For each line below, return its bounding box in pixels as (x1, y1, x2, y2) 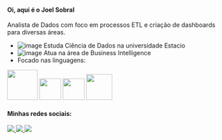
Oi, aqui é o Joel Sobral (7, 6, 75, 14)
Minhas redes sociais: (7, 109, 72, 117)
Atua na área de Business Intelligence (44, 49, 151, 57)
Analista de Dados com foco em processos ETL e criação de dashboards (7, 21, 216, 29)
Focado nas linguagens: (17, 56, 86, 65)
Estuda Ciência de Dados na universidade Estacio (44, 41, 186, 50)
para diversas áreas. (7, 28, 66, 37)
